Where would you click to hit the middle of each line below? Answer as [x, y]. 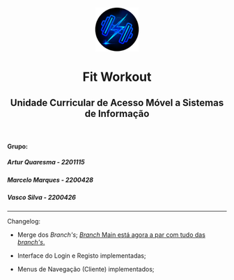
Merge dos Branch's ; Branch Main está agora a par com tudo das [111, 235]
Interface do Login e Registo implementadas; [81, 256]
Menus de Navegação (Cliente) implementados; [86, 270]
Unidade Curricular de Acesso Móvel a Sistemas [117, 103]
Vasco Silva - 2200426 [42, 197]
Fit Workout [117, 77]
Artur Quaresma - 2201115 [46, 162]
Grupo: [18, 146]
